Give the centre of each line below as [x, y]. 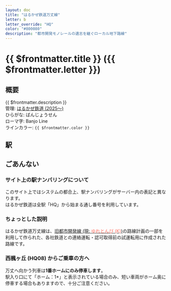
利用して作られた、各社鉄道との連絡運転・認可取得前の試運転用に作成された [86, 237]
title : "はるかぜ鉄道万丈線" [33, 15]
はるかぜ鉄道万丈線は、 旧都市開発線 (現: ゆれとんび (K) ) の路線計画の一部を [84, 231]
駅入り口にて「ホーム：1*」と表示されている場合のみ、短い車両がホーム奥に [86, 277]
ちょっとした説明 [26, 219]
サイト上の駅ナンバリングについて [47, 180]
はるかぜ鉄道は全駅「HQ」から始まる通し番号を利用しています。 [73, 205]
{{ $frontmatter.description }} [36, 102]
